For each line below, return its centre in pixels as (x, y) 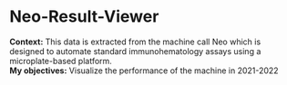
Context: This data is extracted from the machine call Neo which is (135, 42)
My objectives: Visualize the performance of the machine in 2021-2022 (144, 71)
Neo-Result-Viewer (84, 17)
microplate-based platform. (61, 61)
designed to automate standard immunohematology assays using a (135, 51)
